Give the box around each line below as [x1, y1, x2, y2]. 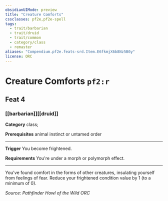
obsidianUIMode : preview [5, 7, 57, 12]
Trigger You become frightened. [5, 145, 72, 151]
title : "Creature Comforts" [5, 12, 64, 17]
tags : [5, 21, 16, 26]
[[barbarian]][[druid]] [5, 110, 58, 117]
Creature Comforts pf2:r [5, 75, 110, 86]
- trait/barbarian [9, 26, 48, 31]
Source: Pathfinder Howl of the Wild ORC [5, 190, 90, 196]
